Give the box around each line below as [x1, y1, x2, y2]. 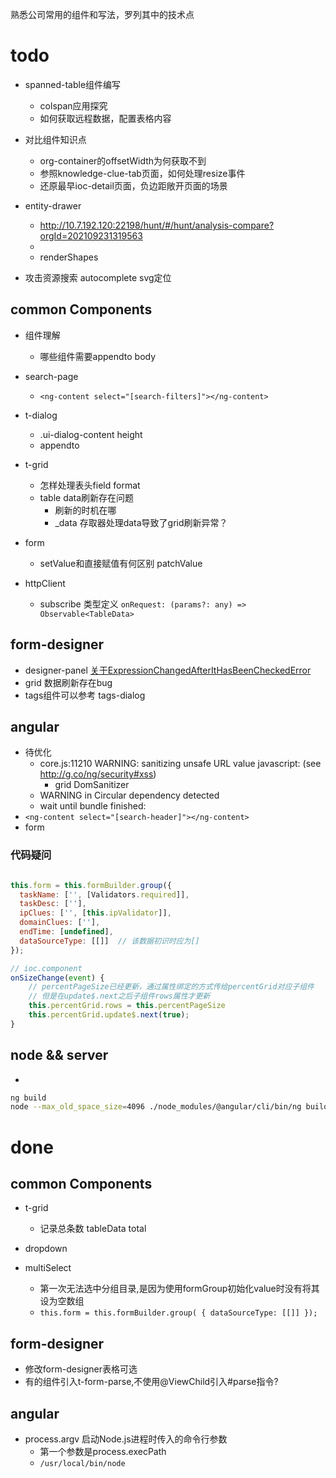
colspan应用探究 [39, 99, 108, 112]
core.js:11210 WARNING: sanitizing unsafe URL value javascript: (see [39, 758, 322, 770]
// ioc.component [10, 963, 83, 973]
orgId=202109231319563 [39, 229, 143, 242]
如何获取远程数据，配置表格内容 [39, 112, 172, 124]
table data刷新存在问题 [39, 491, 135, 503]
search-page [24, 370, 79, 382]
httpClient [24, 577, 66, 589]
